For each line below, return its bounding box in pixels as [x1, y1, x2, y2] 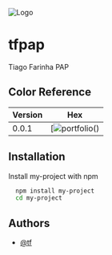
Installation [8, 150, 66, 164]
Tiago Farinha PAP [8, 62, 70, 71]
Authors [8, 217, 50, 230]
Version [12, 109, 43, 120]
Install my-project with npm [8, 171, 98, 180]
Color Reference [8, 85, 92, 99]
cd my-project [15, 194, 62, 202]
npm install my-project [15, 187, 94, 195]
